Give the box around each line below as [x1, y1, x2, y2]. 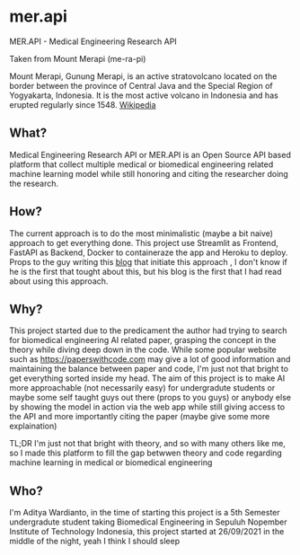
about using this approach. [9, 276, 109, 286]
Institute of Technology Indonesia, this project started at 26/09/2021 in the [9, 526, 285, 537]
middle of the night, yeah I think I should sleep [9, 536, 181, 547]
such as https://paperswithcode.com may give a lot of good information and [9, 354, 291, 365]
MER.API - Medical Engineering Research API [9, 36, 177, 47]
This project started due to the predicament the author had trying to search [9, 325, 287, 336]
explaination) [9, 420, 57, 432]
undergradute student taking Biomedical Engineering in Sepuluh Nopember [9, 516, 287, 527]
